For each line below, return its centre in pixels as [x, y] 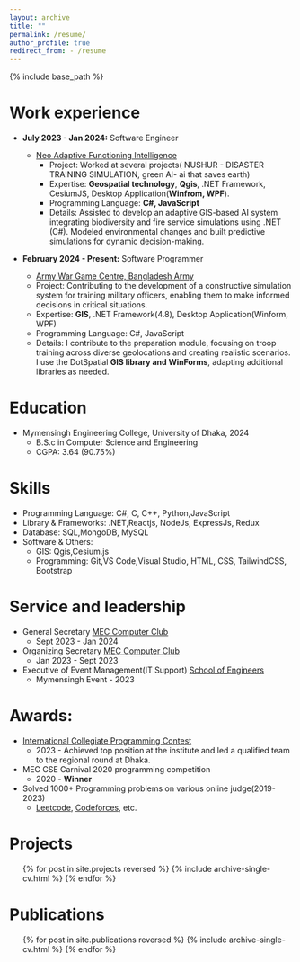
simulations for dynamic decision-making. [127, 241]
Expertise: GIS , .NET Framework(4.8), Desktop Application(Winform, [162, 315]
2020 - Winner [64, 779]
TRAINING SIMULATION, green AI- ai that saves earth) [150, 174]
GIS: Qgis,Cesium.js [72, 551]
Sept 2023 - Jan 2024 [77, 641]
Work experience [75, 113]
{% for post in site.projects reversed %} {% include [117, 868]
